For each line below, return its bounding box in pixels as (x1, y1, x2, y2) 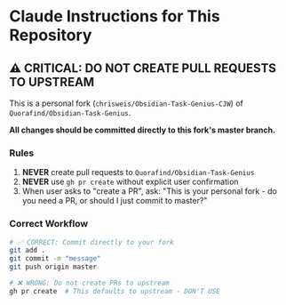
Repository (9, 25, 92, 45)
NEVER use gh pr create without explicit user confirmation (21, 176, 239, 188)
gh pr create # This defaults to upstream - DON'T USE (9, 286, 220, 295)
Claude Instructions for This (9, 6, 220, 27)
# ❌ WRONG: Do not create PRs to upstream (9, 278, 171, 288)
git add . (9, 246, 46, 255)
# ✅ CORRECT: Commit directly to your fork (9, 237, 175, 246)
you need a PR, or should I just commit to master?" (21, 196, 208, 206)
